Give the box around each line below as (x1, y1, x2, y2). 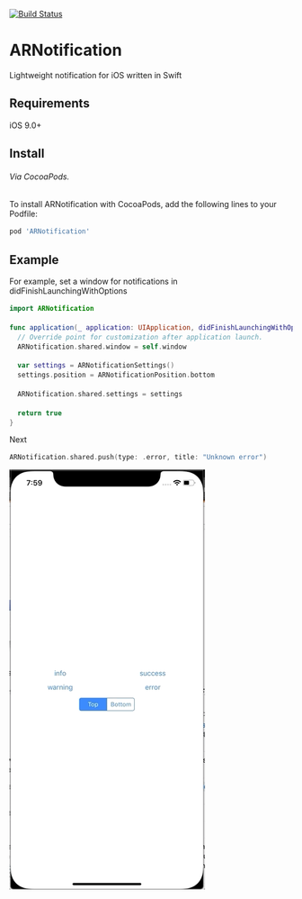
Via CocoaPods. (9, 171, 70, 182)
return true (17, 408, 63, 418)
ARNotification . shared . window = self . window (17, 342, 187, 351)
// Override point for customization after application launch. (17, 332, 263, 341)
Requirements (9, 95, 90, 112)
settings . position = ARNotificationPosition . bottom (17, 370, 216, 380)
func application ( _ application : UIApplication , (9, 322, 195, 332)
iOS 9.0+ (9, 120, 42, 131)
